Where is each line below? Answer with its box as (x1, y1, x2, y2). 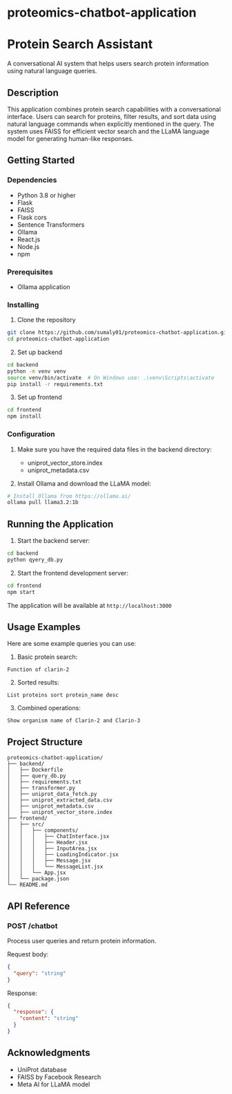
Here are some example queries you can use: (7, 640, 137, 648)
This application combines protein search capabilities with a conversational (7, 105, 221, 113)
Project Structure (7, 736, 83, 748)
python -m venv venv (7, 368, 67, 375)
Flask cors (17, 213, 47, 221)
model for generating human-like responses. (7, 134, 134, 142)
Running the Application (7, 518, 114, 530)
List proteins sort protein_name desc (7, 692, 119, 699)
